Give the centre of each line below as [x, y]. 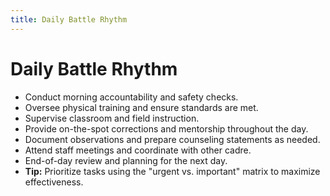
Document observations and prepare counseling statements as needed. [172, 139]
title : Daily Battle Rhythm [69, 19]
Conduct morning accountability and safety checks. [131, 97]
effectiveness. [54, 182]
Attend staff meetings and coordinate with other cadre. [138, 150]
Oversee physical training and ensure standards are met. [141, 107]
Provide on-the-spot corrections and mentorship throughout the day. [166, 128]
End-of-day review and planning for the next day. [126, 160]
